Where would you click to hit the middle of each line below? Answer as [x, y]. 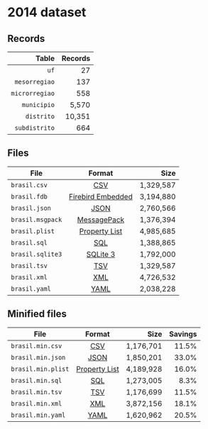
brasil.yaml [31, 289]
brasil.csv [29, 185]
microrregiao [33, 93]
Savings [183, 334]
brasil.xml [29, 277]
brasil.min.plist [40, 369]
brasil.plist [33, 231]
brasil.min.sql [37, 380]
